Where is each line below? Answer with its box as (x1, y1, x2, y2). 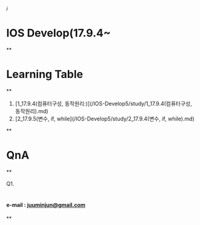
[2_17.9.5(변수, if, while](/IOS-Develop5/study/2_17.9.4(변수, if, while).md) (15, 115, 195, 122)
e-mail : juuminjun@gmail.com (6, 201, 86, 208)
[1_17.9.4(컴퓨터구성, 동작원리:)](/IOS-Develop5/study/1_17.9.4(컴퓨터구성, (15, 100, 192, 107)
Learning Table (6, 68, 84, 81)
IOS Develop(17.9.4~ (6, 27, 111, 40)
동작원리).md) (15, 107, 48, 114)
